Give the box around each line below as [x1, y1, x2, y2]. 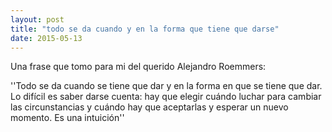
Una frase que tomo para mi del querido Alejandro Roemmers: [10, 61, 267, 73]
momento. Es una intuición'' [10, 112, 125, 124]
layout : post [10, 14, 65, 25]
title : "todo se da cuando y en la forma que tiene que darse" [10, 24, 280, 34]
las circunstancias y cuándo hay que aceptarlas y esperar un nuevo [10, 101, 289, 113]
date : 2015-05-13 [10, 33, 83, 43]
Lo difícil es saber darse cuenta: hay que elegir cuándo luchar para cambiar [10, 91, 322, 103]
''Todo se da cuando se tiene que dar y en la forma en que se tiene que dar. [10, 80, 323, 92]
